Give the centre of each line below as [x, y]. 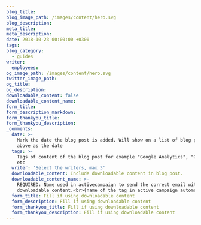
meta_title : [21, 28]
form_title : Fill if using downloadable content [73, 196]
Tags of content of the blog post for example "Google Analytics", [103, 157]
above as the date [40, 145]
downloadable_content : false [42, 95]
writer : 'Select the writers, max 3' [59, 168]
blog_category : [25, 51]
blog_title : [21, 12]
